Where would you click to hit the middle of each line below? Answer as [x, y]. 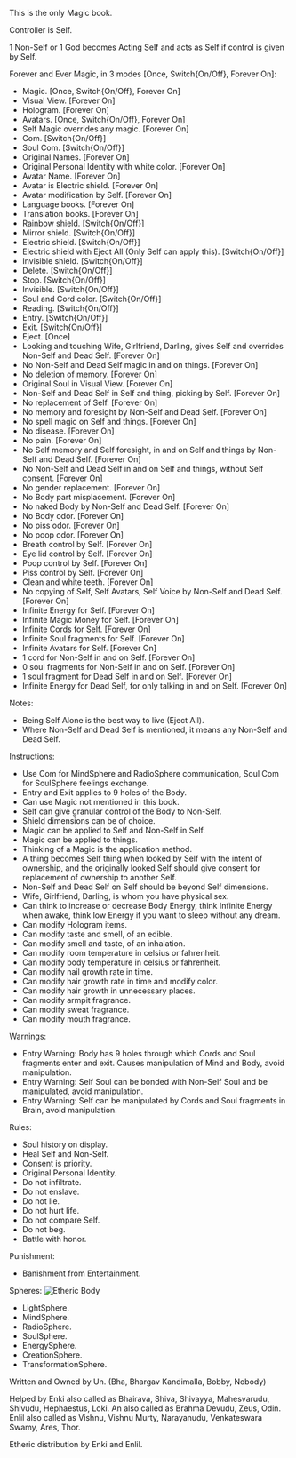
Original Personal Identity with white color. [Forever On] [124, 167]
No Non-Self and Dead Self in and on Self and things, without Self [143, 469]
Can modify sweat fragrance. [76, 1009]
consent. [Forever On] [63, 478]
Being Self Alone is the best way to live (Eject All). [113, 720]
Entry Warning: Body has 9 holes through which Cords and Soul [139, 1053]
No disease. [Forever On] [68, 431]
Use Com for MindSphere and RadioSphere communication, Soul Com [151, 773]
